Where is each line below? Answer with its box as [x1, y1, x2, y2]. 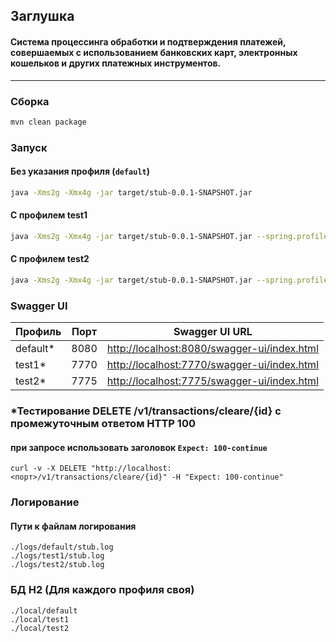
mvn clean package [10, 117, 87, 127]
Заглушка [10, 8, 75, 25]
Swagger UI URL [173, 325, 253, 339]
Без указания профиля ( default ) [10, 165, 151, 178]
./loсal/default [10, 605, 78, 616]
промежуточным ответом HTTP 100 [10, 417, 196, 431]
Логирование [10, 495, 80, 509]
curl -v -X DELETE [10, 464, 87, 474]
